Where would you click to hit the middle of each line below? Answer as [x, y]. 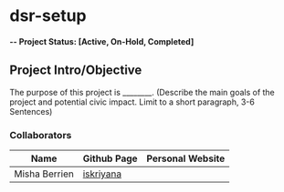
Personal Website [186, 158]
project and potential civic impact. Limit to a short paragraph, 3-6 [132, 102]
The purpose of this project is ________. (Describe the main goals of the [142, 92]
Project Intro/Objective [76, 71]
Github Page [110, 158]
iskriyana [102, 174]
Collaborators [41, 135]
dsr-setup [48, 16]
